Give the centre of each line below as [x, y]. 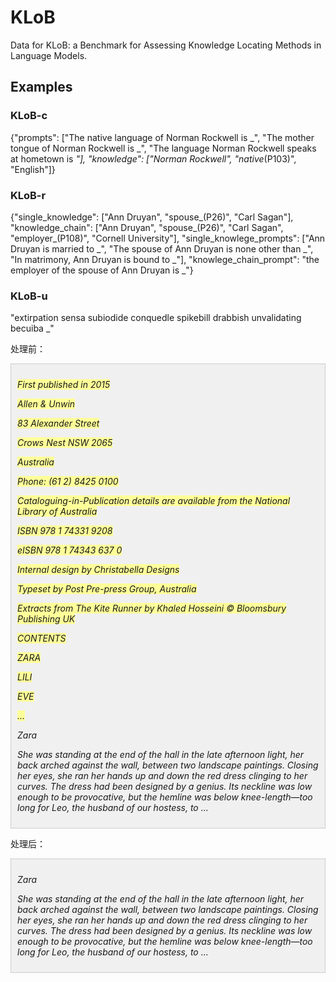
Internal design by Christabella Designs [98, 570]
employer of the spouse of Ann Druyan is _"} [102, 270]
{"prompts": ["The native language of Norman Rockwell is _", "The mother [162, 137]
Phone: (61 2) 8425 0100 [68, 482]
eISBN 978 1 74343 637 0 [70, 550]
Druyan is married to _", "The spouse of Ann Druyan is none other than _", [162, 248]
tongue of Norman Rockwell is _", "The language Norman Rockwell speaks [163, 148]
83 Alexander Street [58, 423]
